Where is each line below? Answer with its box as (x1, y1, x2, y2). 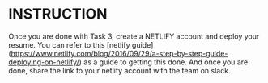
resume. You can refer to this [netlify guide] (8, 39, 154, 49)
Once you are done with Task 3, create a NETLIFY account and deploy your (8, 31, 260, 41)
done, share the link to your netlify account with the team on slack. (8, 65, 231, 75)
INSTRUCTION (8, 5, 108, 23)
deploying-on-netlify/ (8, 57, 79, 67)
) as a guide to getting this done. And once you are (79, 57, 249, 67)
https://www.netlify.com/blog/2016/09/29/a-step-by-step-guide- (11, 48, 228, 58)
